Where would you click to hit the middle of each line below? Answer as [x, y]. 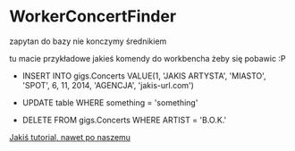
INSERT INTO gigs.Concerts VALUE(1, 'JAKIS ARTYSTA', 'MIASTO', [144, 75]
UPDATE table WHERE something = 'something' [110, 102]
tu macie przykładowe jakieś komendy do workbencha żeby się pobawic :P [147, 58]
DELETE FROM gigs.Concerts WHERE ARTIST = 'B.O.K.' [124, 120]
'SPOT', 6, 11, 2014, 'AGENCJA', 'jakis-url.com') [108, 85]
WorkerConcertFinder [93, 17]
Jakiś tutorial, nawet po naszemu [70, 137]
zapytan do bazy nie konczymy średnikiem [88, 41]
